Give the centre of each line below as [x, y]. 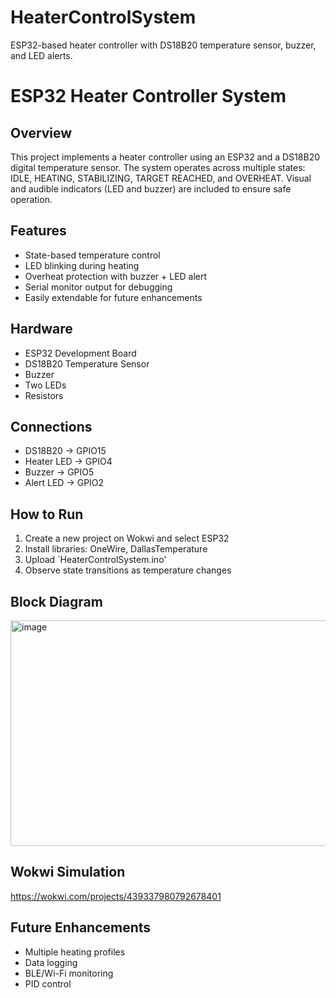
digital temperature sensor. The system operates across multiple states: [158, 167]
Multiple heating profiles [75, 952]
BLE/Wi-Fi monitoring [69, 973]
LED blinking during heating [82, 265]
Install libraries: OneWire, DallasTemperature [116, 549]
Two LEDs [45, 385]
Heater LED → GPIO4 [68, 462]
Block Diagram [56, 601]
